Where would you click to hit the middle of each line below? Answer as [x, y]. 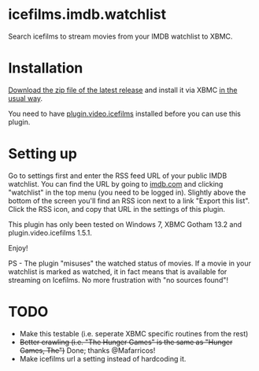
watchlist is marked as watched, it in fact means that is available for [118, 271]
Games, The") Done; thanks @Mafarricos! [87, 350]
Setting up [43, 154]
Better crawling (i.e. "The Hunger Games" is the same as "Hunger [126, 342]
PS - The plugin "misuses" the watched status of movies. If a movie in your [130, 263]
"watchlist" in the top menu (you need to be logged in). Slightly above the [127, 192]
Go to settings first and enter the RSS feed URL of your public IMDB [118, 176]
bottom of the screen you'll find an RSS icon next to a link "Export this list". [129, 200]
